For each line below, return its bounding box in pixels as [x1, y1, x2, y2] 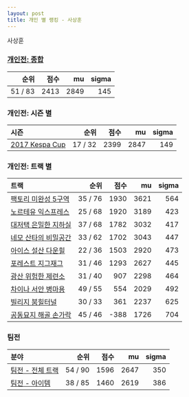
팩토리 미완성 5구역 [10, 194, 70, 204]
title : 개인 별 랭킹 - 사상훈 [7, 16, 82, 23]
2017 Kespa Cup [10, 140, 66, 150]
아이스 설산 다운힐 [10, 246, 65, 256]
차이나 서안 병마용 [10, 284, 65, 294]
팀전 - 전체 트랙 [10, 365, 59, 375]
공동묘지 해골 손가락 [10, 310, 72, 320]
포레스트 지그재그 [10, 259, 64, 269]
